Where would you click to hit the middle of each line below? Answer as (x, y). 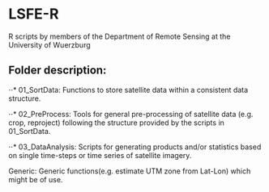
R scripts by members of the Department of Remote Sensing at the (120, 36)
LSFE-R (34, 14)
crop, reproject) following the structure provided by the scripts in (117, 123)
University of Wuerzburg (49, 44)
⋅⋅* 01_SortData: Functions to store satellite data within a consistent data (128, 90)
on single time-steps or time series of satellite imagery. (100, 155)
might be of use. (36, 179)
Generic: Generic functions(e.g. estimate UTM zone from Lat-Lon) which (130, 171)
